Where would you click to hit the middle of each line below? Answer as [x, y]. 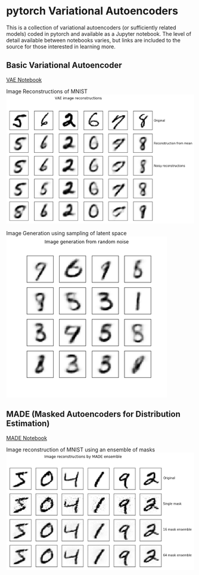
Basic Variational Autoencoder [64, 65]
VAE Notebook [24, 79]
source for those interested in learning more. [61, 47]
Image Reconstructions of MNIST [47, 91]
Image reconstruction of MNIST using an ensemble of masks [81, 450]
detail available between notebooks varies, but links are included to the [93, 40]
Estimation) [28, 424]
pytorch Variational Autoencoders [92, 11]
